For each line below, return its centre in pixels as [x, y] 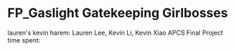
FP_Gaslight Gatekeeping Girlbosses [118, 13]
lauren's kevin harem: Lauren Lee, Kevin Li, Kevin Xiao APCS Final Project [115, 33]
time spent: [24, 40]
